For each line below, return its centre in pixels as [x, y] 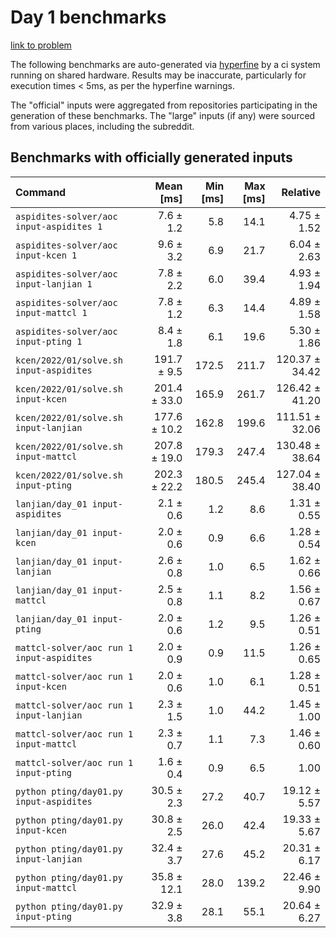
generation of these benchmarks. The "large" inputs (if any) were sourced [163, 115]
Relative [301, 192]
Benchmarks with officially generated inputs [151, 157]
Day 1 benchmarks [88, 17]
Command [41, 192]
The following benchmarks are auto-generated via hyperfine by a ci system [165, 64]
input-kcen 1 [46, 255]
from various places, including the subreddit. [102, 126]
